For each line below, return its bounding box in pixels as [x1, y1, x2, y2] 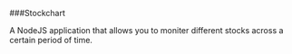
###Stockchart [9, 8, 65, 18]
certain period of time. [9, 35, 93, 45]
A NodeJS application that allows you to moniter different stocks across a [9, 25, 284, 35]
